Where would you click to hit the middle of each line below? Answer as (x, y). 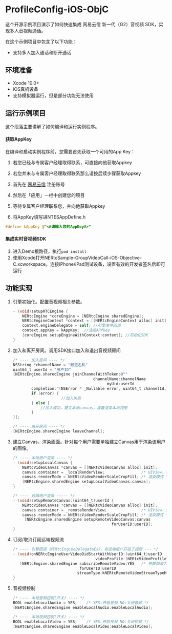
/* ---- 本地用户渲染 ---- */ (42, 458)
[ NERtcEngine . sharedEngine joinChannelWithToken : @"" (70, 374)
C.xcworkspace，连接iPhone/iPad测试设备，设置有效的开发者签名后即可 (89, 264)
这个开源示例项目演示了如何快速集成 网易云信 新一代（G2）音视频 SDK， (82, 24)
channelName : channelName (120, 379)
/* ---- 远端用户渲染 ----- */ (44, 496)
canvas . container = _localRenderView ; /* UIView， (94, 472)
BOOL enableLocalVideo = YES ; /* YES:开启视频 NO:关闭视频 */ (81, 622)
